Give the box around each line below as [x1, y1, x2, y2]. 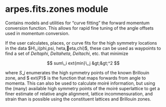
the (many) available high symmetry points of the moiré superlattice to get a [5, 85, 160, 91]
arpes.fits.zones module [5, 3, 109, 15]
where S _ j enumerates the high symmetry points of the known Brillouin [5, 69, 150, 75]
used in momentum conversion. [5, 30, 70, 36]
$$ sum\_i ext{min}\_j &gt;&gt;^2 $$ [47, 60, 120, 66]
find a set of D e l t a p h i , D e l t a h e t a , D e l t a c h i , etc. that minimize [5, 51, 129, 56]
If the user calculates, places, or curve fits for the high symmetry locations [5, 40, 157, 46]
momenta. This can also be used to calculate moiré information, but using [5, 80, 155, 86]
